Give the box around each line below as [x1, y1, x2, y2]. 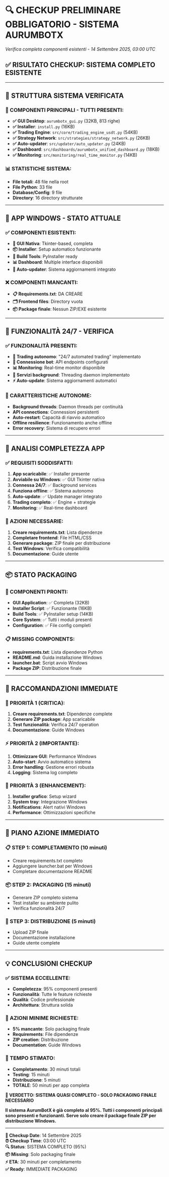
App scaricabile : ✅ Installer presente [12, 471, 90, 477]
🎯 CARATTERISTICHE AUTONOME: [5, 392, 92, 399]
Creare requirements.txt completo [12, 857, 83, 863]
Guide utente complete [12, 940, 60, 946]
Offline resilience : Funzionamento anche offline [12, 419, 112, 425]
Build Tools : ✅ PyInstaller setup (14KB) [12, 611, 94, 617]
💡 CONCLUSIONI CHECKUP [5, 959, 93, 968]
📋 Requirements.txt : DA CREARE [12, 291, 83, 297]
